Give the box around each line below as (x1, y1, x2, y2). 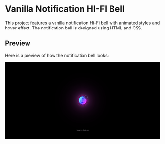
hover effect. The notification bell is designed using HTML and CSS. (5, 25, 142, 30)
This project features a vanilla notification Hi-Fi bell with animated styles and (5, 20, 160, 26)
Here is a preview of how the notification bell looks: (5, 52, 109, 58)
